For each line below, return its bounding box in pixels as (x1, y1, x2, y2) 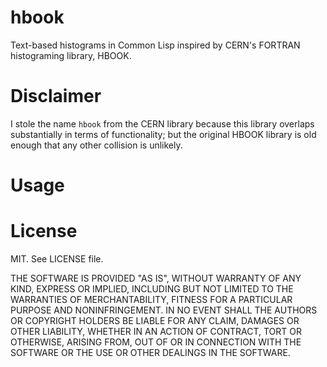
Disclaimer (10, 85, 102, 108)
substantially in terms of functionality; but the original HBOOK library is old (10, 128, 317, 140)
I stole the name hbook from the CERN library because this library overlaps (10, 117, 315, 130)
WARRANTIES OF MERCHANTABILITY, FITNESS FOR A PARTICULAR (10, 294, 293, 305)
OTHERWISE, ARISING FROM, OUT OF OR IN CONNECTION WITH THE (10, 336, 302, 348)
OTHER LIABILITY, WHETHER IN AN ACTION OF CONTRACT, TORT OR (10, 326, 302, 337)
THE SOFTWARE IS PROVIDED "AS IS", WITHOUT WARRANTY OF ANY (10, 272, 302, 284)
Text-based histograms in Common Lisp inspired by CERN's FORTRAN (10, 39, 301, 51)
